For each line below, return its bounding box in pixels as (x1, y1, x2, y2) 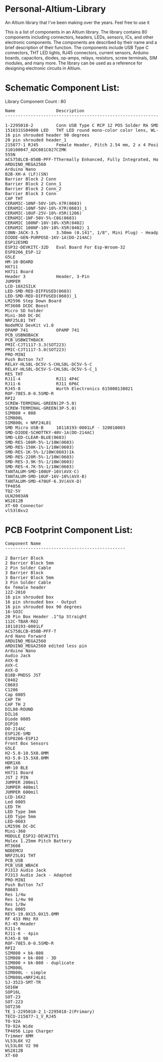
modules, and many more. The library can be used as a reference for (5, 60, 143, 66)
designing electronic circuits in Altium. (5, 65, 81, 71)
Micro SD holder (5, 308, 44, 313)
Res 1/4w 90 (5, 896, 33, 902)
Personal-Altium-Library (5, 3, 106, 15)
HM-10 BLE (5, 765, 28, 770)
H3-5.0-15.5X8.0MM (5, 755, 49, 761)
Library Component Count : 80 (5, 98, 66, 104)
